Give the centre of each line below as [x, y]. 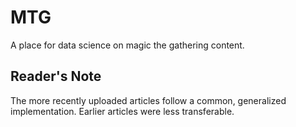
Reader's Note [56, 76]
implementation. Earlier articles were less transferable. [122, 111]
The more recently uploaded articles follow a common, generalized [148, 100]
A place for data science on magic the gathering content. [127, 45]
